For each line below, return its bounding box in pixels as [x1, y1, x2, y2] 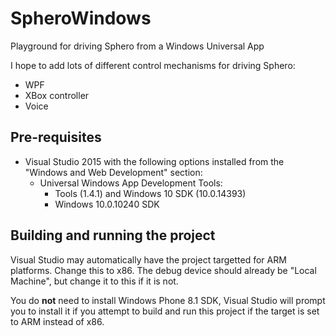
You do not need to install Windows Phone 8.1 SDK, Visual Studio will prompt [10, 294, 326, 306]
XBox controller [24, 89, 90, 101]
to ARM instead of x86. [10, 315, 105, 327]
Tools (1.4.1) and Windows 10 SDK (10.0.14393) [54, 187, 247, 199]
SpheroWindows [10, 7, 152, 30]
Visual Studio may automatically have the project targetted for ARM [10, 253, 287, 266]
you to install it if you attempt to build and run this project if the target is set [10, 305, 320, 317]
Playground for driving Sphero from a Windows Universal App [10, 40, 265, 52]
